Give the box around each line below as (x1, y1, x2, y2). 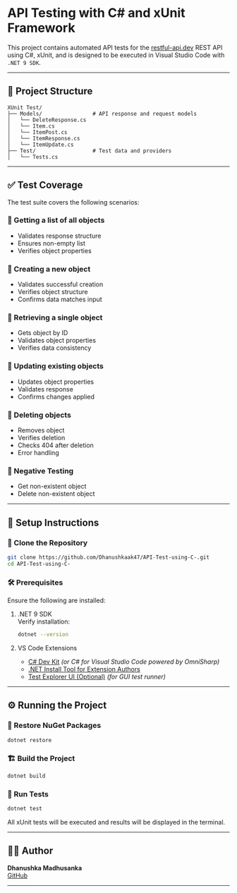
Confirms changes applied (17, 392, 95, 401)
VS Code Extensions (17, 643, 78, 652)
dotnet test (7, 805, 42, 812)
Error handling (17, 449, 59, 457)
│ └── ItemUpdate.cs (7, 141, 74, 148)
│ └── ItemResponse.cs (7, 135, 80, 142)
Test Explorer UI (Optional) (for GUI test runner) (28, 672, 166, 681)
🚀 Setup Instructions (7, 516, 99, 528)
